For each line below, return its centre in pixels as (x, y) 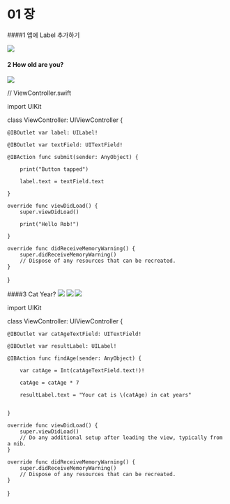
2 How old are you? (36, 64)
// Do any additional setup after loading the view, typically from (121, 438)
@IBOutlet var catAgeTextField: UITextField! (74, 334)
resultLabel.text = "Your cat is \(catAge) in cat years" (106, 395)
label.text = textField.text (62, 182)
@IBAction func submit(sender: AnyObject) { (73, 158)
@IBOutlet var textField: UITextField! (65, 145)
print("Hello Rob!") (49, 224)
